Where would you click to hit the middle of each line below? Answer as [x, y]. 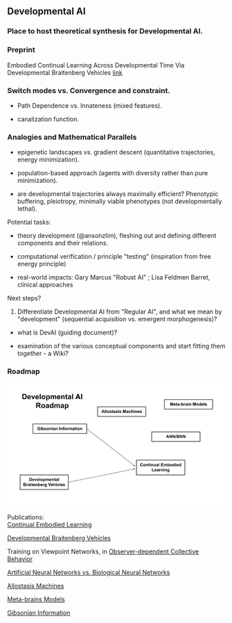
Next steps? [24, 298]
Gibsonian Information [39, 613]
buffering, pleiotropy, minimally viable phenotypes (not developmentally [119, 202]
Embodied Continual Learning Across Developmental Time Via [96, 65]
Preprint [21, 50]
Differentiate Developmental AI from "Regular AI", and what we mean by [119, 311]
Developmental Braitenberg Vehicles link [65, 72]
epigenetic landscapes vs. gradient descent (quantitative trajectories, [116, 152]
